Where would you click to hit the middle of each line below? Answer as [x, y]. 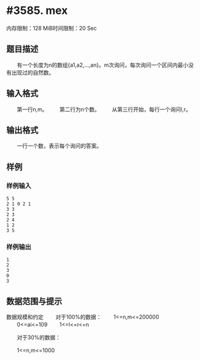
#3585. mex [37, 11]
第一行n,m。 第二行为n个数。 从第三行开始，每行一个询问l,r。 [104, 109]
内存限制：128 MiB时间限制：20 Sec [52, 28]
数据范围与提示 [34, 301]
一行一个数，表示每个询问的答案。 [59, 146]
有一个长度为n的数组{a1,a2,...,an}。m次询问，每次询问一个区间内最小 [103, 65]
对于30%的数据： [39, 338]
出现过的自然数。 [33, 72]
